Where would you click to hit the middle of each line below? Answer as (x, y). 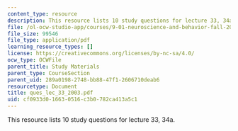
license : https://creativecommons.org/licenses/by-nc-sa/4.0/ (101, 54)
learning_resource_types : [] (50, 47)
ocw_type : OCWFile (34, 60)
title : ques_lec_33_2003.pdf (50, 93)
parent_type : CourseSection (49, 73)
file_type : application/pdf (49, 40)
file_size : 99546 (33, 34)
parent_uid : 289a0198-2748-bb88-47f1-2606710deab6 (84, 80)
